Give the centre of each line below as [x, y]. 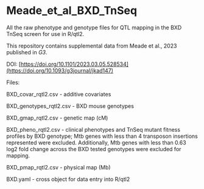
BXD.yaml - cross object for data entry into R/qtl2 [68, 179]
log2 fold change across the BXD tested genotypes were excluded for [94, 149]
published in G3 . [27, 52]
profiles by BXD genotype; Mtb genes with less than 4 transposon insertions [102, 136]
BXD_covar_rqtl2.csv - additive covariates [59, 94]
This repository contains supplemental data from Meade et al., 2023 [92, 46]
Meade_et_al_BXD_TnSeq [72, 11]
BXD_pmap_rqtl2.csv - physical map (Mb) [58, 167]
